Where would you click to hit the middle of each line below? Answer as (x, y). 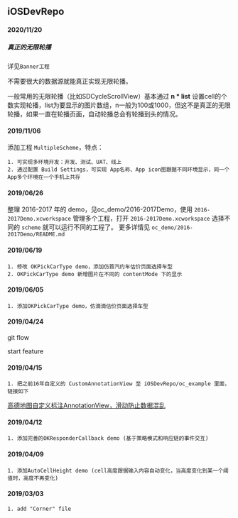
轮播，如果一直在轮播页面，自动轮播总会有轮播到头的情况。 (94, 114)
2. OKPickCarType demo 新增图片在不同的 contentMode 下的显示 (95, 274)
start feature (26, 351)
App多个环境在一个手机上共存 (44, 177)
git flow (18, 337)
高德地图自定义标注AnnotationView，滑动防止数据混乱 (86, 406)
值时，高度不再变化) (33, 478)
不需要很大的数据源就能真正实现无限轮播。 (70, 81)
